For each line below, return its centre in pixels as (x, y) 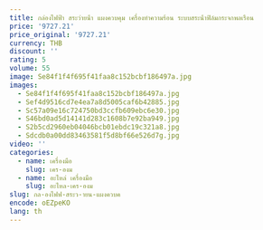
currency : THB (36, 43)
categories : (32, 152)
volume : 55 (30, 69)
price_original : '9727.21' (60, 34)
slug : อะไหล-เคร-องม (59, 187)
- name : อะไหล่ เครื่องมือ (55, 177)
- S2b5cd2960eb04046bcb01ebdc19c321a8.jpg (99, 128)
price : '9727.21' (42, 26)
